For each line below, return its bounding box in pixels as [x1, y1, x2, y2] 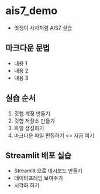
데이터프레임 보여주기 [13, 175, 63, 182]
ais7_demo [5, 4, 58, 18]
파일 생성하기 [13, 124, 44, 131]
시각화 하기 [13, 182, 40, 189]
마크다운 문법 [5, 43, 50, 53]
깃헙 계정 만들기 [13, 110, 50, 117]
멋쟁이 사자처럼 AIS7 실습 [13, 24, 73, 31]
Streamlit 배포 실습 [5, 151, 71, 161]
